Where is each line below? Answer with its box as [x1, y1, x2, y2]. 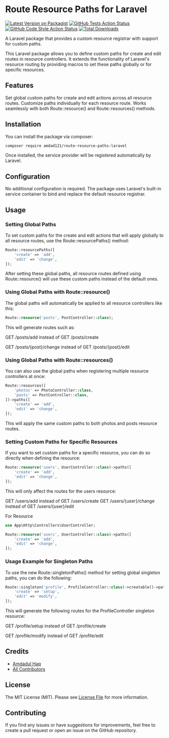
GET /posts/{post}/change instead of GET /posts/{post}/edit [5, 344, 130, 350]
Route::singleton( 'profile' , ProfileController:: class [5, 585, 123, 590]
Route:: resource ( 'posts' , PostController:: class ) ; [5, 315, 114, 320]
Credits [5, 647, 29, 656]
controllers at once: [5, 373, 46, 379]
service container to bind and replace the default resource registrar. [5, 191, 146, 197]
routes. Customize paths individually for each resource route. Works [5, 100, 147, 106]
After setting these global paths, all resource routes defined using [5, 271, 141, 277]
